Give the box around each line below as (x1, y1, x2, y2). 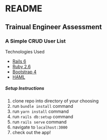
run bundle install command (12, 103, 73, 109)
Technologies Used (5, 48, 45, 54)
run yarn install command (12, 108, 69, 114)
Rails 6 (12, 58, 26, 64)
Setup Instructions (5, 85, 45, 92)
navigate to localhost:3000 (12, 124, 68, 130)
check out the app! (12, 129, 51, 135)
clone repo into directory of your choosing (12, 97, 99, 104)
